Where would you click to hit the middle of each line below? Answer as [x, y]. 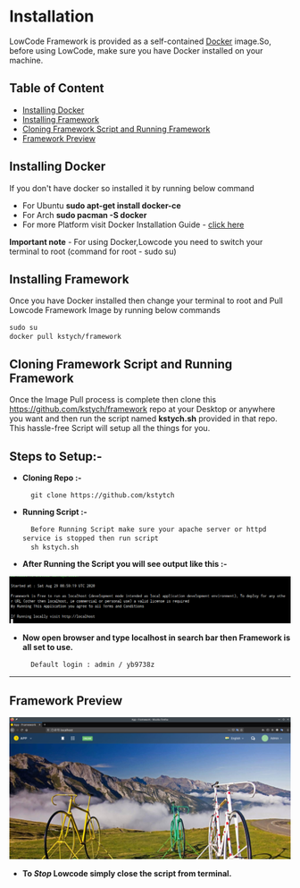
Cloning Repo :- [52, 478]
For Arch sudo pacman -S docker [84, 215]
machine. [26, 60]
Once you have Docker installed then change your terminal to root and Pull [146, 300]
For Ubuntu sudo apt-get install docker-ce [101, 205]
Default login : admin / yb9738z [93, 665]
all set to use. [47, 647]
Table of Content [57, 88]
